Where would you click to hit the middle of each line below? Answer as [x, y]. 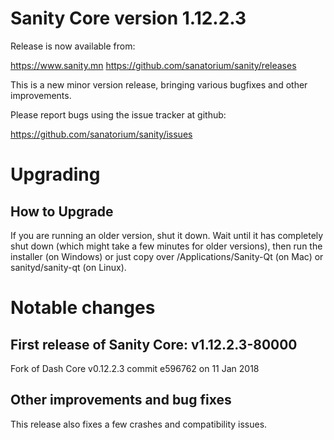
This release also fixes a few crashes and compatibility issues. [139, 424]
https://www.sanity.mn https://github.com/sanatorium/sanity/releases [153, 65]
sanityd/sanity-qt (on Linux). [68, 267]
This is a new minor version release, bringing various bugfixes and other [159, 84]
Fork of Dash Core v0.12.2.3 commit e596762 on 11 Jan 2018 [135, 368]
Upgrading [55, 174]
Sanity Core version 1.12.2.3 [128, 18]
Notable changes [83, 308]
